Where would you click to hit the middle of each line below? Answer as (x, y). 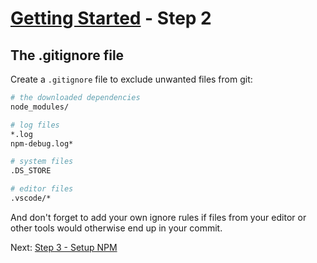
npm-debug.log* (42, 143)
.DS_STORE (31, 171)
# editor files (42, 189)
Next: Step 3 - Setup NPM (64, 247)
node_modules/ (40, 107)
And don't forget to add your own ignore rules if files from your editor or (158, 217)
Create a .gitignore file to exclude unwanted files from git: (131, 79)
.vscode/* (31, 198)
